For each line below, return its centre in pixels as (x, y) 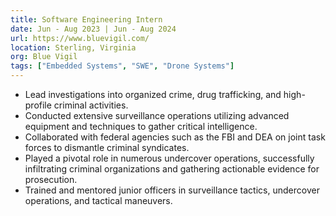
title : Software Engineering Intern (86, 19)
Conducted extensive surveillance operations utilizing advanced (157, 115)
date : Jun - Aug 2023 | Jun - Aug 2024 (93, 29)
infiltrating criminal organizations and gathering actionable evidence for (172, 169)
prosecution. (51, 179)
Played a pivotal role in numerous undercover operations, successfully (169, 158)
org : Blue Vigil (44, 57)
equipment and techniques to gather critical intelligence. (141, 126)
